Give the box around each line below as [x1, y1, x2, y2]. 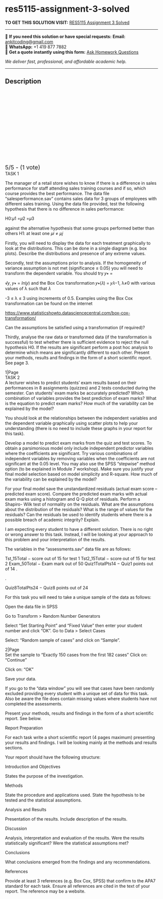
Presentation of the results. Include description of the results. [5, 816, 128, 822]
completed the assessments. [5, 701, 63, 706]
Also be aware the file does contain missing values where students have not [5, 696, 157, 702]
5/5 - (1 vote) [5, 163, 40, 171]
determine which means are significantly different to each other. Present [5, 350, 149, 355]
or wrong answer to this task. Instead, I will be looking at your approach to [5, 531, 153, 537]
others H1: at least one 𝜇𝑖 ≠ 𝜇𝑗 [5, 230, 64, 236]
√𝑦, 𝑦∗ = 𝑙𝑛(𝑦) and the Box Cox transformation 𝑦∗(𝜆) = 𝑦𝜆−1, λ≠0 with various [5, 280, 155, 286]
